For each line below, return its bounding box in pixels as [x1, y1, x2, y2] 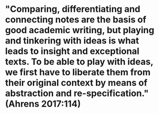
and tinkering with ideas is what [5, 35, 139, 47]
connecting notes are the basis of [5, 14, 147, 25]
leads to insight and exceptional [5, 46, 140, 57]
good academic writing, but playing [5, 25, 155, 36]
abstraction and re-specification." [5, 88, 149, 99]
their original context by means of [5, 77, 148, 89]
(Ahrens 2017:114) [5, 98, 81, 110]
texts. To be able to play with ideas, [5, 56, 154, 67]
